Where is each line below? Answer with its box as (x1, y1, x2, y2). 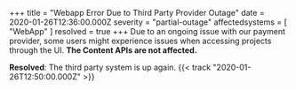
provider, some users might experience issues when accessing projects (9, 35, 272, 46)
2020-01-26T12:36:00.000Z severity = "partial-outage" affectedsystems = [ (9, 17, 287, 27)
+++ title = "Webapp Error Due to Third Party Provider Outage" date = (9, 8, 265, 18)
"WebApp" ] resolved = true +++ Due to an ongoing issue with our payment (9, 26, 286, 36)
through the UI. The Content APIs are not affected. (9, 45, 197, 56)
